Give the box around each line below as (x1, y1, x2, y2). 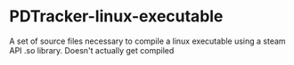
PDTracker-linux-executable (9, 6, 224, 27)
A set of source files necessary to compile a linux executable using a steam (9, 36, 287, 46)
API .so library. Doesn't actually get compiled (9, 45, 175, 55)
